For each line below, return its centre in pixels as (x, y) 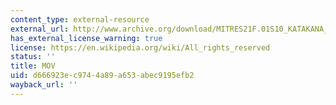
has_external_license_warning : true (86, 38)
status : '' (33, 57)
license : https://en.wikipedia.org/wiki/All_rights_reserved (140, 47)
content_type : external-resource (80, 19)
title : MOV (33, 66)
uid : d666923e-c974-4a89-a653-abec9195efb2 (102, 76)
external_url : (40, 29)
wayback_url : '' (44, 85)
